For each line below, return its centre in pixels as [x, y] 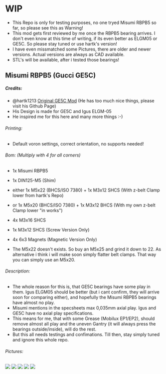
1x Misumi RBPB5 [30, 170]
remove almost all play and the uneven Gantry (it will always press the [84, 323]
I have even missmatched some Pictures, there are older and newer [82, 49]
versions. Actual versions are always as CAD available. [68, 54]
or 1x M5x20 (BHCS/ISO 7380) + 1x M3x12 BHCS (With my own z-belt [84, 205]
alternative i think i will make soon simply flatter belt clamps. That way [84, 254]
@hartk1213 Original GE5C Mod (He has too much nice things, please [83, 101]
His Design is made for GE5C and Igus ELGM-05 [62, 111]
